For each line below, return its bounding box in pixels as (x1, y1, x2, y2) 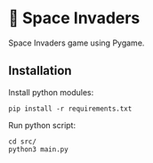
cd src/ (8, 137, 37, 146)
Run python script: (8, 119, 76, 130)
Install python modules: (8, 86, 94, 97)
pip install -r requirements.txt (8, 104, 133, 113)
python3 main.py (8, 144, 68, 154)
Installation (8, 63, 72, 78)
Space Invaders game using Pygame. (8, 37, 145, 48)
